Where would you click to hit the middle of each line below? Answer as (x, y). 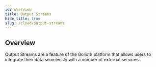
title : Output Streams (28, 14)
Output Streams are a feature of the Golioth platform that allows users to (78, 54)
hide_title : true (23, 18)
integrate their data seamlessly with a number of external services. (73, 60)
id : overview (18, 9)
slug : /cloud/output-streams (35, 23)
